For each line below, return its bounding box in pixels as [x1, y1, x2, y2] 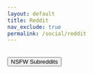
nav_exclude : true [7, 23, 61, 30]
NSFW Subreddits [11, 58, 58, 66]
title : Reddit [7, 17, 49, 24]
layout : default [7, 10, 55, 18]
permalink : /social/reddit [7, 30, 87, 37]
